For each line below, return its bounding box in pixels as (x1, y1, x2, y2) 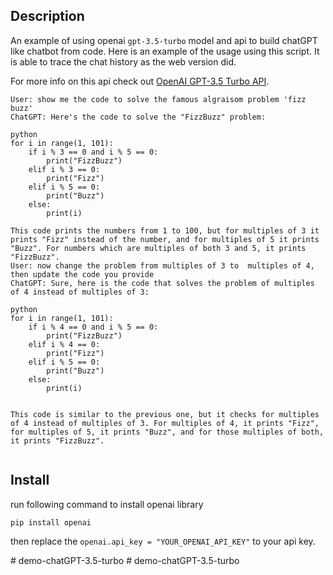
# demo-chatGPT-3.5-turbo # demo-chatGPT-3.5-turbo (10, 554, 240, 566)
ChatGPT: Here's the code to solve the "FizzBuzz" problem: (10, 112, 267, 122)
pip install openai (10, 517, 92, 528)
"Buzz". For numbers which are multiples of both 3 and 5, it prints (10, 243, 307, 253)
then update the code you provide (10, 269, 155, 279)
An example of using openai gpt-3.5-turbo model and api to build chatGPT (10, 34, 318, 46)
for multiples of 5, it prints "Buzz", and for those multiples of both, (10, 427, 325, 437)
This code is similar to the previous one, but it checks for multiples (10, 409, 320, 419)
